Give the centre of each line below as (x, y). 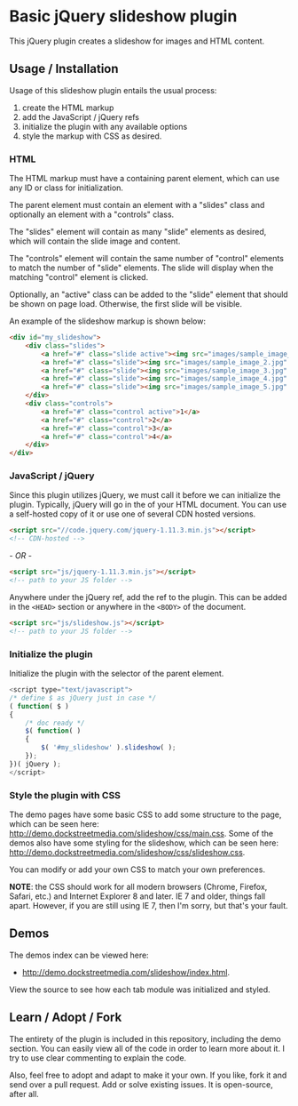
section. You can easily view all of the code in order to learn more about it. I (147, 1048)
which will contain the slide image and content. (95, 241)
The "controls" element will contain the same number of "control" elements (146, 259)
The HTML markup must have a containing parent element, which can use (145, 179)
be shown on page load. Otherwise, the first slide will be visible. (125, 304)
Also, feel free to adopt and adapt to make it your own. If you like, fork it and (148, 1075)
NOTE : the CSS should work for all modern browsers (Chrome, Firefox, (138, 886)
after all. (24, 1094)
